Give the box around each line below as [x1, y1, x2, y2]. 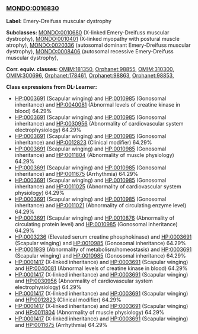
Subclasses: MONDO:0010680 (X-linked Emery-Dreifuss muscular [6, 29, 170, 36]
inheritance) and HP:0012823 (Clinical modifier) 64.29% [14, 139, 152, 146]
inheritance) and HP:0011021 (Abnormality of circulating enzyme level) [14, 202, 187, 209]
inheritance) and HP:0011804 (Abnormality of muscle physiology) [14, 152, 175, 159]
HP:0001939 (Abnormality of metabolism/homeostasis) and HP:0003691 [14, 246, 192, 253]
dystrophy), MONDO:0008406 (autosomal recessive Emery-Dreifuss [6, 48, 174, 55]
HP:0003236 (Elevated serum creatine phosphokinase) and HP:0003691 [14, 233, 192, 240]
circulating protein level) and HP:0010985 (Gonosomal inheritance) [14, 221, 178, 228]
